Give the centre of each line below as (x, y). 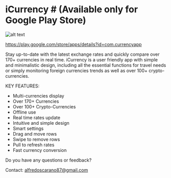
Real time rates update (36, 117)
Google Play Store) (46, 20)
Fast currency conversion (40, 150)
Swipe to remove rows (36, 139)
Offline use (24, 112)
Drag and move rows (35, 133)
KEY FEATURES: (23, 86)
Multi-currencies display (38, 96)
